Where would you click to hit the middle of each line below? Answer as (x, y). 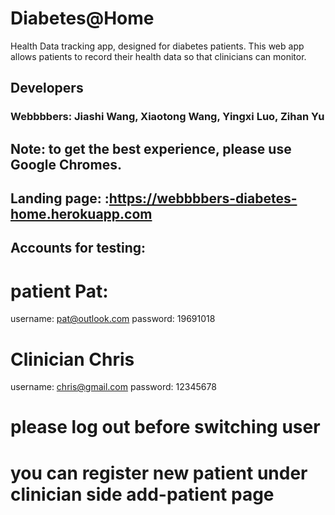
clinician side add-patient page (142, 494)
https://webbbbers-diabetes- (203, 198)
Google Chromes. (66, 164)
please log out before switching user (165, 427)
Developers (47, 88)
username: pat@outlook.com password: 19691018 (113, 319)
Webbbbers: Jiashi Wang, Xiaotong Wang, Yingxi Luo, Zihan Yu (167, 117)
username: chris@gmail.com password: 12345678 (113, 387)
